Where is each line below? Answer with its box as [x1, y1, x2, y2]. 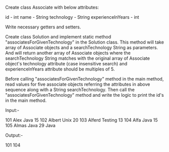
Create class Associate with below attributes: [5, 5, 99, 10]
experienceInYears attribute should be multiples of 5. [5, 66, 115, 72]
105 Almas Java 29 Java [5, 123, 55, 128]
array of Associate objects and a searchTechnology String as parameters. [5, 45, 158, 50]
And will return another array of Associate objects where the [5, 50, 131, 56]
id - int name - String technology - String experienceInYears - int [5, 14, 140, 20]
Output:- [5, 132, 23, 138]
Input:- [5, 107, 19, 113]
